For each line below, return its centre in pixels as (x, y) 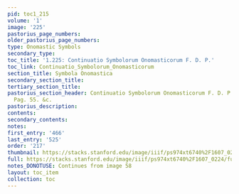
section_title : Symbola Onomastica (60, 73)
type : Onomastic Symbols (44, 47)
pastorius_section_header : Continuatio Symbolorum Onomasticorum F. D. (116, 93)
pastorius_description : (43, 107)
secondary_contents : (38, 119)
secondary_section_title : (46, 80)
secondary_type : (31, 54)
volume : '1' (25, 21)
